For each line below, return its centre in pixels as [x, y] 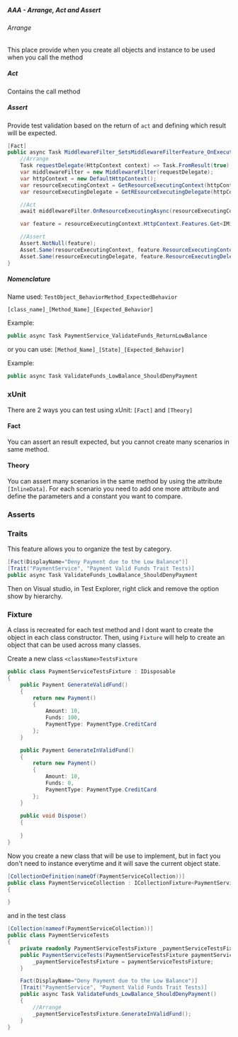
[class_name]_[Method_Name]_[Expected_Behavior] [80, 310]
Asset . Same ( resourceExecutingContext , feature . [91, 250]
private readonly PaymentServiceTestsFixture [89, 949]
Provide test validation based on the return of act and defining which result [117, 125]
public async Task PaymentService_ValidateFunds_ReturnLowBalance [107, 336]
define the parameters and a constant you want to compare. [95, 496]
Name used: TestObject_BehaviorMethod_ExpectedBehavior [92, 297]
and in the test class [36, 916]
